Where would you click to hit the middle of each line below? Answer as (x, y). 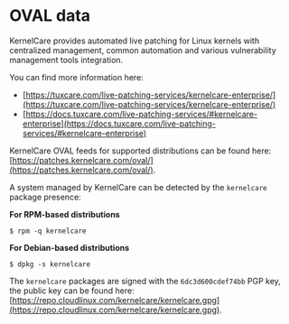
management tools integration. (66, 60)
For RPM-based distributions (65, 214)
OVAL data (50, 16)
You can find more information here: (77, 77)
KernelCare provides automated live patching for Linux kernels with (135, 41)
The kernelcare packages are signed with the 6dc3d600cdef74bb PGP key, (145, 281)
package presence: (45, 197)
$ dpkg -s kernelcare (50, 264)
